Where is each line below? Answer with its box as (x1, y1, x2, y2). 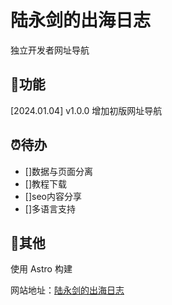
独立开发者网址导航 (10, 44, 90, 56)
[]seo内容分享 (24, 190, 82, 202)
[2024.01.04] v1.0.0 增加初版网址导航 (10, 104, 163, 116)
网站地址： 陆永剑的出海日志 (10, 284, 125, 296)
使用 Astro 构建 (10, 263, 73, 275)
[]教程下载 (24, 177, 68, 190)
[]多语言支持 (24, 202, 77, 215)
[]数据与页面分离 (24, 165, 94, 177)
